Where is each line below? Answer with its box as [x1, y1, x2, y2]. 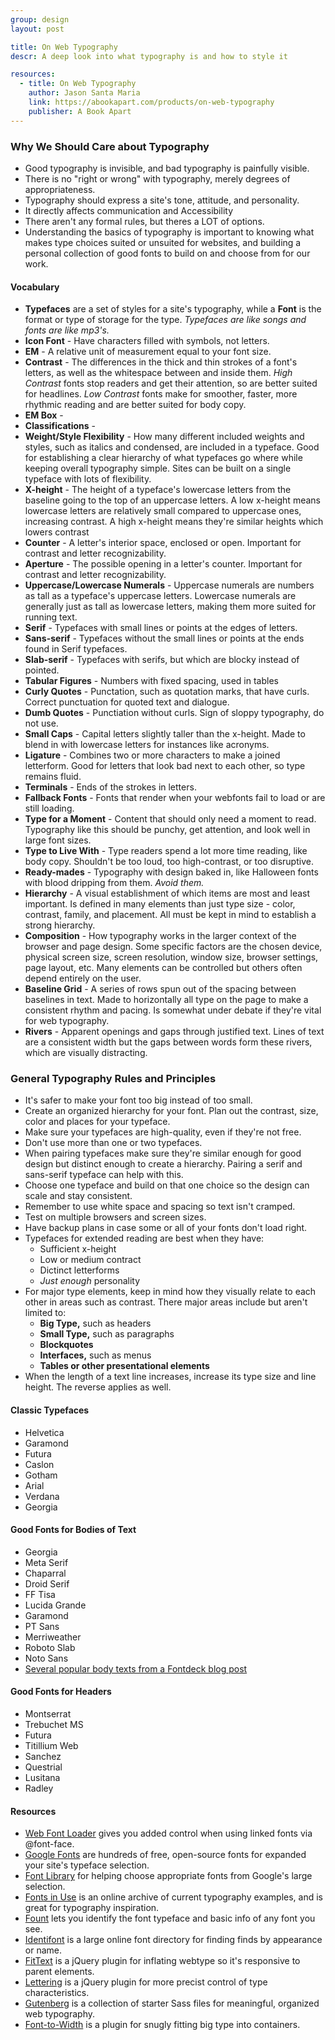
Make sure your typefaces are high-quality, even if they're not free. [24, 1126, 302, 1138]
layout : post [10, 24, 65, 34]
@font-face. [24, 1838, 75, 1850]
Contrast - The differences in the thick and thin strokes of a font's [24, 356, 298, 368]
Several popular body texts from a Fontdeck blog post [24, 1662, 248, 1675]
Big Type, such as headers [39, 1317, 152, 1330]
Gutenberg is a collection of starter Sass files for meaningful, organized [24, 1997, 320, 2010]
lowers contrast [24, 526, 90, 538]
